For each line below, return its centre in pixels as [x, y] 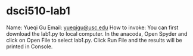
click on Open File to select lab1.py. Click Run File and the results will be [94, 40]
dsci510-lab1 [38, 11]
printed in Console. [29, 46]
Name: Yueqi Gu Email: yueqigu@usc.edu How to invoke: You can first [92, 27]
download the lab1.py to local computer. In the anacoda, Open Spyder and [97, 33]
